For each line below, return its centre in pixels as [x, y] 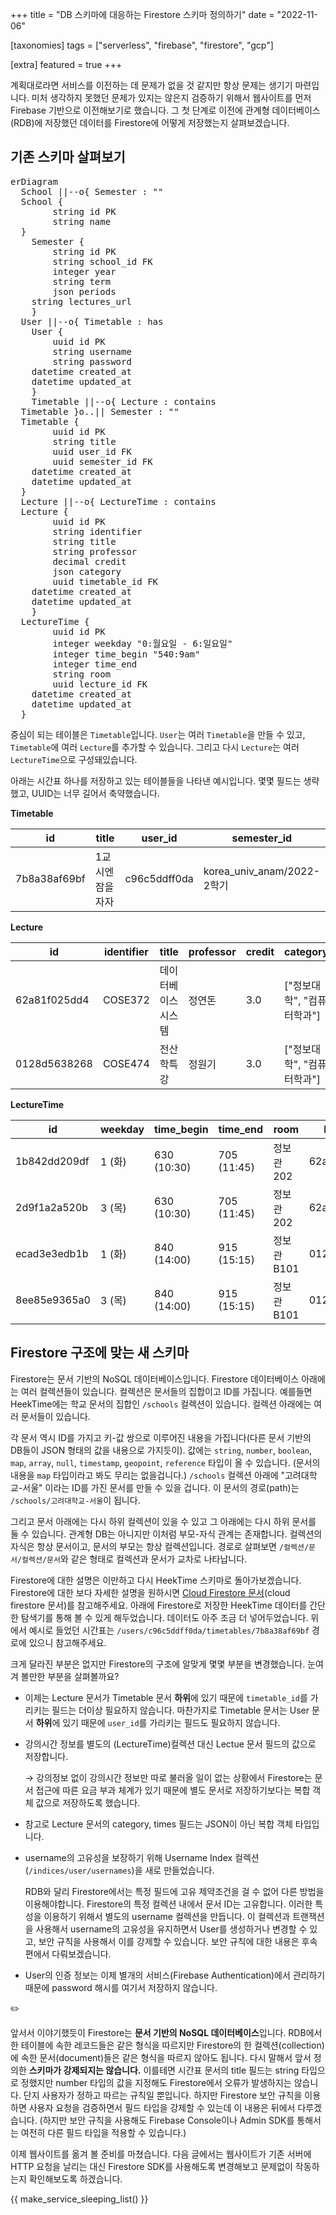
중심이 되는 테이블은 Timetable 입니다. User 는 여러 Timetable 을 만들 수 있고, [158, 734]
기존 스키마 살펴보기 [68, 157]
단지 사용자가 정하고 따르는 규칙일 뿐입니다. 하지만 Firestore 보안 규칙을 [163, 2095]
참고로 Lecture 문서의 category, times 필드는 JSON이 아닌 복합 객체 [158, 1824]
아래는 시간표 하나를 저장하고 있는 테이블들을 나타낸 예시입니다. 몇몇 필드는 [156, 780]
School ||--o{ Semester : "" [92, 191]
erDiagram [34, 181]
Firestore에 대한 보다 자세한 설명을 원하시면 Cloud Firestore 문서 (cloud [150, 1592]
